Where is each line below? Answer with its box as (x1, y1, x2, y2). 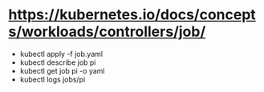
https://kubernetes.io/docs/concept (8, 6, 257, 24)
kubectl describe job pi (19, 58, 96, 67)
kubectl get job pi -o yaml (19, 66, 105, 75)
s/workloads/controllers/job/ (8, 22, 206, 41)
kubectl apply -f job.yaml (19, 49, 103, 58)
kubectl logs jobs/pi (19, 74, 86, 84)
